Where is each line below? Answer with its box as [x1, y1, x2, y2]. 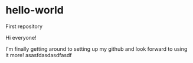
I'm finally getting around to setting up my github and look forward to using [5, 45, 188, 52]
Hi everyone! [5, 34, 37, 41]
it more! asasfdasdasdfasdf [5, 51, 72, 58]
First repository [5, 23, 42, 30]
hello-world [5, 3, 64, 17]
